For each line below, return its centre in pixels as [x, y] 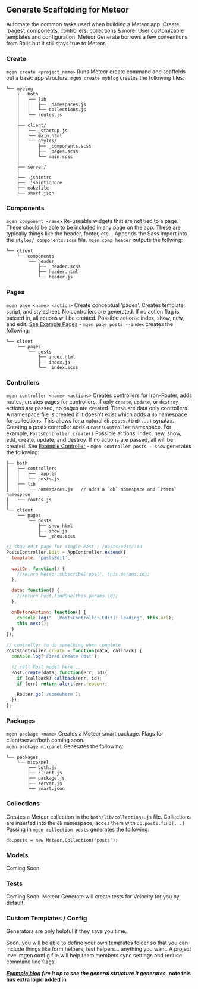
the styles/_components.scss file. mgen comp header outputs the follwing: [95, 240]
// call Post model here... [46, 667]
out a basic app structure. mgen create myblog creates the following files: [95, 78]
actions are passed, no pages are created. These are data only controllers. [98, 408]
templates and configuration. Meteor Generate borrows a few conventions [97, 37]
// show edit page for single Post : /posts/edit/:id [74, 547]
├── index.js [54, 362]
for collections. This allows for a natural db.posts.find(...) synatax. [90, 421]
